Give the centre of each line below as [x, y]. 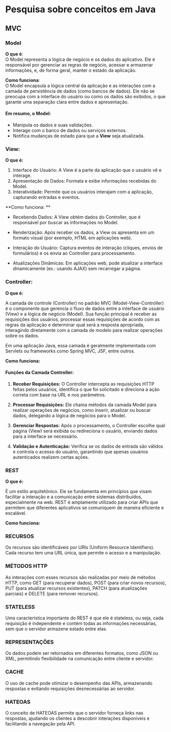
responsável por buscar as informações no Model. [66, 223]
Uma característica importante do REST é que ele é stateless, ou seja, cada [84, 618]
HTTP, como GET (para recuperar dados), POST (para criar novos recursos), [86, 583]
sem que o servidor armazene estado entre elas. [56, 629]
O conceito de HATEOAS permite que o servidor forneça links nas [75, 713]
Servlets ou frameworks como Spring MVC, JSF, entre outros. [70, 351]
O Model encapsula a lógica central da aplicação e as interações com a [80, 85]
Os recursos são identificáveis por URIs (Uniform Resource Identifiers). [80, 547]
